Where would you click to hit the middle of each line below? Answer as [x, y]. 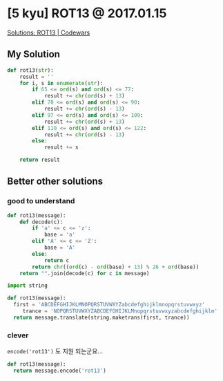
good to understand [41, 201]
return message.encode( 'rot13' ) [60, 371]
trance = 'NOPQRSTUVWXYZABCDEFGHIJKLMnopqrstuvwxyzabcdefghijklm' [120, 311]
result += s [61, 147]
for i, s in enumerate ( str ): [61, 83]
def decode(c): [41, 222]
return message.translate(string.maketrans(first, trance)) [101, 317]
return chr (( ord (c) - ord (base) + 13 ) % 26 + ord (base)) [116, 267]
